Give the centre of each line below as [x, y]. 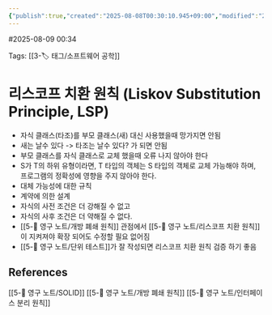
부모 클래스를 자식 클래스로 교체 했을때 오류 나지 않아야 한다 [114, 155]
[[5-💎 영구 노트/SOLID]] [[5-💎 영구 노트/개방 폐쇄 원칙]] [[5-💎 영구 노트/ [123, 293]
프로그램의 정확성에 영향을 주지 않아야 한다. [88, 176]
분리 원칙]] [34, 303]
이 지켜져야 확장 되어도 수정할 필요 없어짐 [85, 236]
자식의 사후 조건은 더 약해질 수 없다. [76, 216]
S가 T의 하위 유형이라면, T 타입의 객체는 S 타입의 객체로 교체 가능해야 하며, [138, 165]
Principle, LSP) [59, 111]
